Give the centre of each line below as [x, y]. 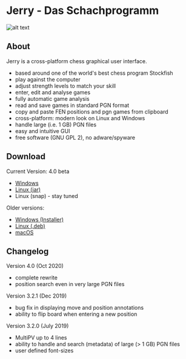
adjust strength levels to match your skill [65, 86]
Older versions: [25, 208]
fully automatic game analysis [52, 98]
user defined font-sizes [44, 350]
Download [26, 156]
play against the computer [48, 79]
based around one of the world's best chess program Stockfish [94, 73]
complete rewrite [36, 278]
